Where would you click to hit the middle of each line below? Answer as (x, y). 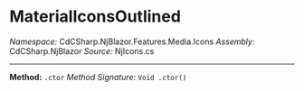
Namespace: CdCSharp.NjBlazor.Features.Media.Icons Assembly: (132, 41)
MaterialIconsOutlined (95, 17)
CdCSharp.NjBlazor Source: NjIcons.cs (82, 50)
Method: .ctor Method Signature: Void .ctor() (98, 77)
